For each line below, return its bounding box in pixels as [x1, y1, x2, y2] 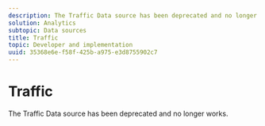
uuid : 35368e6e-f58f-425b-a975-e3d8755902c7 [8, 48, 158, 56]
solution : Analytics [8, 19, 77, 27]
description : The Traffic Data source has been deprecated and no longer [8, 11, 258, 20]
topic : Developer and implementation [8, 41, 133, 49]
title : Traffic [8, 33, 59, 42]
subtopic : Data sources [8, 26, 87, 34]
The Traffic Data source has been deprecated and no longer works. [8, 109, 229, 118]
